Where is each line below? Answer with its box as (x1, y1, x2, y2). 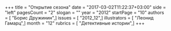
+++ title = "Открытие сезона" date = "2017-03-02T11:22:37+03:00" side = (5, 4, 166, 10)
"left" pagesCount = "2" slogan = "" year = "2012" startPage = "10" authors (5, 9, 164, 15)
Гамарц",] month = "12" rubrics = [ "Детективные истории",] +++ (5, 20, 145, 26)
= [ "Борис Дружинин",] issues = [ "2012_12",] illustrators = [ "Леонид (5, 15, 154, 20)
